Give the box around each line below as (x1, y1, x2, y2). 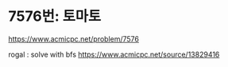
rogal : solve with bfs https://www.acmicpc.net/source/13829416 (8, 49, 220, 59)
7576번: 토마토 (8, 7, 102, 26)
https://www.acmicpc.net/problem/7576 (8, 33, 139, 44)
